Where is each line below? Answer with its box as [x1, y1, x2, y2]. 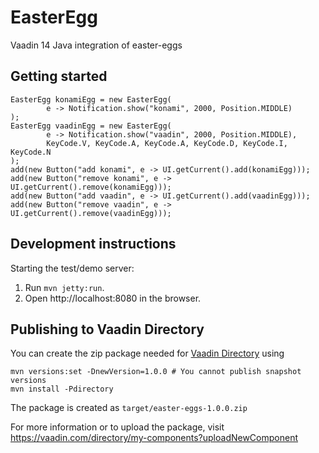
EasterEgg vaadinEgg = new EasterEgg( [10, 121, 172, 131]
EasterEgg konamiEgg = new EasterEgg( [10, 94, 172, 105]
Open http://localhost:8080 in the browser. [24, 292, 202, 304]
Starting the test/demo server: [10, 262, 135, 274]
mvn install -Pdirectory [10, 384, 114, 395]
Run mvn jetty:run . [24, 281, 105, 293]
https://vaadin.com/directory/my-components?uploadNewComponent [10, 432, 299, 444]
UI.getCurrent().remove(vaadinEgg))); [10, 208, 172, 218]
